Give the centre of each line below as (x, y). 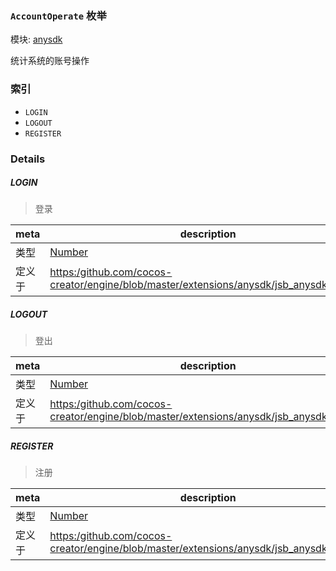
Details (28, 159)
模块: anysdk (36, 39)
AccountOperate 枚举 (58, 15)
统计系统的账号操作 (50, 61)
